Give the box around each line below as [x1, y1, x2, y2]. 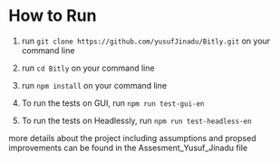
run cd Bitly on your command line [21, 62, 155, 73]
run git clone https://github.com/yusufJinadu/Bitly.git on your [21, 35, 271, 46]
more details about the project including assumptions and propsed [8, 132, 256, 143]
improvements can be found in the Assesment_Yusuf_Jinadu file [8, 142, 248, 153]
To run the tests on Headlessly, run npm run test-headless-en [21, 115, 252, 126]
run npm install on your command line [21, 80, 168, 91]
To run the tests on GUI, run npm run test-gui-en [21, 97, 205, 109]
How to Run [8, 5, 97, 26]
